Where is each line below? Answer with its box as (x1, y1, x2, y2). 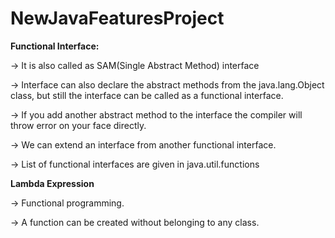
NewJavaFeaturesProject (10, 7, 225, 30)
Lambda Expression (10, 177, 95, 189)
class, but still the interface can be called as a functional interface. (10, 89, 284, 101)
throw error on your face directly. (10, 119, 147, 131)
